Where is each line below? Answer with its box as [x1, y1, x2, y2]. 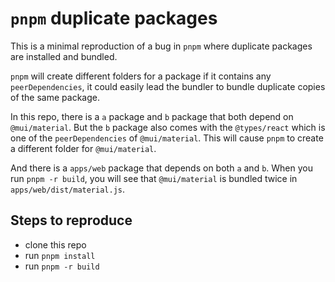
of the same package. [10, 91, 100, 103]
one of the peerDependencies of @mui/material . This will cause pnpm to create [10, 132, 324, 144]
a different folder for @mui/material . [10, 142, 157, 154]
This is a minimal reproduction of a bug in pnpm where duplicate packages [10, 40, 313, 52]
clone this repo [24, 238, 87, 251]
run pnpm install [24, 249, 96, 261]
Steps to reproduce [10, 212, 133, 229]
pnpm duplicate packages [10, 7, 218, 30]
